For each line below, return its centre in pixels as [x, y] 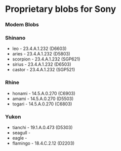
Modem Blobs [22, 25]
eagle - [20, 138]
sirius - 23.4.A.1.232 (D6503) [42, 64]
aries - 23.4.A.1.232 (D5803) [41, 54]
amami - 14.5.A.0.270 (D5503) [43, 99]
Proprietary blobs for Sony [60, 9]
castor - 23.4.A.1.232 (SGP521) [44, 70]
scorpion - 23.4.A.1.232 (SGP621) [46, 59]
